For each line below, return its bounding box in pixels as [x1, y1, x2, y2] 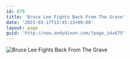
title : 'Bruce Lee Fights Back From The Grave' [6, 14, 126, 20]
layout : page [6, 25, 38, 31]
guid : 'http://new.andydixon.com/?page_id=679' [6, 30, 126, 36]
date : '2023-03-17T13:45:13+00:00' [6, 19, 94, 25]
